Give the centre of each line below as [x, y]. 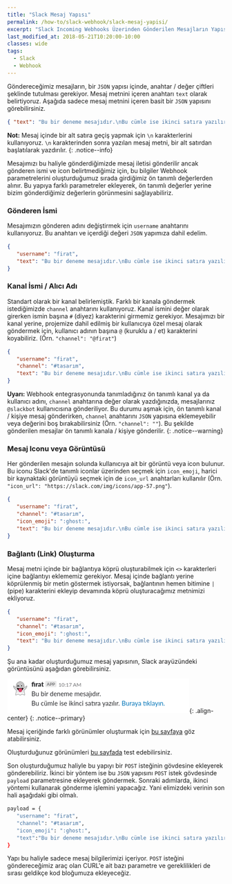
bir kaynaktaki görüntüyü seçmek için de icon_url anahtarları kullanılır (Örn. [115, 478]
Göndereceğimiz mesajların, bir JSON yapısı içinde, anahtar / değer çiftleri [110, 86]
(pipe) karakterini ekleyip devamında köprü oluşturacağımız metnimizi [106, 590]
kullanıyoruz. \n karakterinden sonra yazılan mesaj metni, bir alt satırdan [109, 143]
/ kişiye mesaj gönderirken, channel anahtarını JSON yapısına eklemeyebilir [112, 416]
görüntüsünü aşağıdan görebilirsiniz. [59, 669]
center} [18, 718]
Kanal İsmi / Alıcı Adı [42, 286]
